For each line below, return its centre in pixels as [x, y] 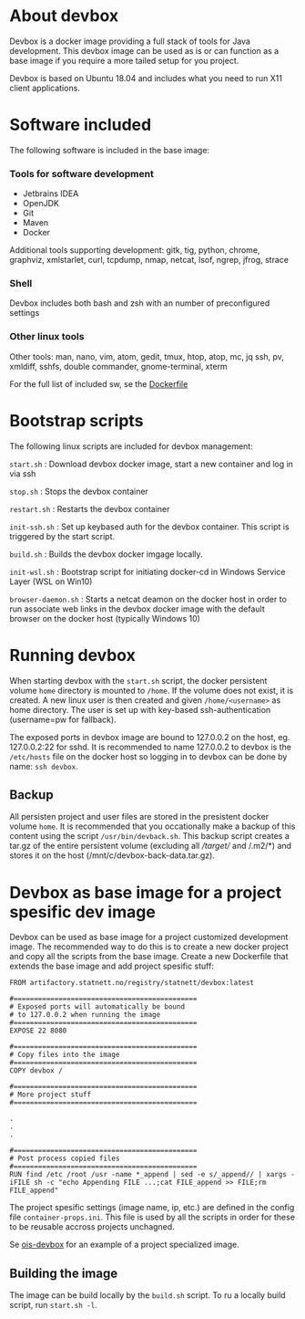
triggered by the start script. [62, 536]
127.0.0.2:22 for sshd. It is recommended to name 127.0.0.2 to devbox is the [150, 747]
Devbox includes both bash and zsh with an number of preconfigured [140, 303]
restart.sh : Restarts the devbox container [90, 508]
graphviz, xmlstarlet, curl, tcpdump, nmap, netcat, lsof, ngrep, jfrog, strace [149, 260]
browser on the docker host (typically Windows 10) [105, 618]
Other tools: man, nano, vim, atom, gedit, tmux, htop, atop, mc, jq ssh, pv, [147, 356]
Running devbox [73, 655]
